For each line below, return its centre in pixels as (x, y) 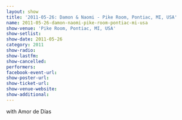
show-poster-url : (28, 78)
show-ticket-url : (28, 84)
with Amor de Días (29, 111)
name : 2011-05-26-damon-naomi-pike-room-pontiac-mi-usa (77, 23)
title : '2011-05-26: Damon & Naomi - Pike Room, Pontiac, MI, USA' (92, 17)
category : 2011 (25, 45)
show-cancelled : (26, 61)
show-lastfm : (22, 56)
